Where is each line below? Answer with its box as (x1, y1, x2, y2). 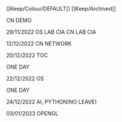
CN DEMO (6, 17, 32, 23)
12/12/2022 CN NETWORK (6, 40, 72, 47)
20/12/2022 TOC (6, 52, 48, 59)
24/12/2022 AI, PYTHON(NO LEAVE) (6, 99, 97, 105)
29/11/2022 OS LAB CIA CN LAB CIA (6, 28, 97, 35)
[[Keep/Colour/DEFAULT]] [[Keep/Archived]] (6, 5, 117, 12)
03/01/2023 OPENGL (6, 110, 59, 117)
